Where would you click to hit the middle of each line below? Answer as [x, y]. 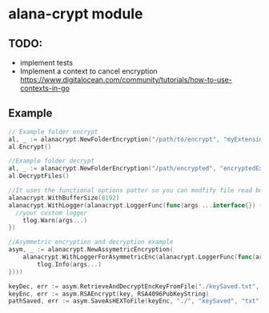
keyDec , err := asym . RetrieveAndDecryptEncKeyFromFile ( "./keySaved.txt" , [134, 286]
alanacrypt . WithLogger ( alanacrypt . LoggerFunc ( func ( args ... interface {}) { [136, 205]
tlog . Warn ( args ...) [55, 220]
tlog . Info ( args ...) [70, 264]
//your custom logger [52, 213]
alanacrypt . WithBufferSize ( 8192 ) [64, 198]
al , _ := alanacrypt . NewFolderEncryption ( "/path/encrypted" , [112, 169]
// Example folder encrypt [53, 132]
